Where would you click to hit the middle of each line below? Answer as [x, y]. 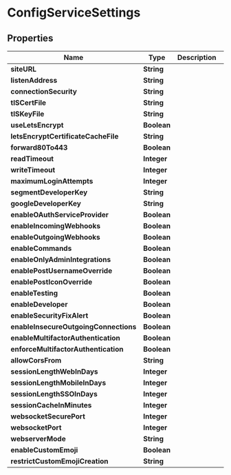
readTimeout [32, 159]
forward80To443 [39, 148]
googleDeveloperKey [46, 203]
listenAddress [34, 80]
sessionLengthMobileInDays [58, 383]
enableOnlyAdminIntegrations [61, 260]
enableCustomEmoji [44, 450]
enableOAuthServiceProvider [59, 215]
